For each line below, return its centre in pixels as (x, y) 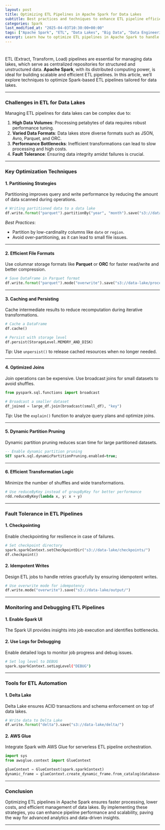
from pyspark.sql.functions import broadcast (52, 393)
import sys (16, 756)
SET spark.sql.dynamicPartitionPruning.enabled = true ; (61, 456)
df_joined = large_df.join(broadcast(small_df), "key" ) (63, 406)
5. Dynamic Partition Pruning (35, 431)
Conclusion (19, 791)
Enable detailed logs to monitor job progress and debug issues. (69, 652)
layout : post (18, 10)
